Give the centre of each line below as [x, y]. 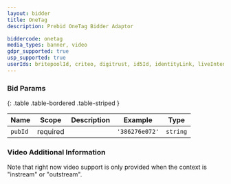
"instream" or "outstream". [45, 174]
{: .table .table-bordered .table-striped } [64, 103]
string [177, 132]
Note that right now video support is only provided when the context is [107, 167]
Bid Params [26, 88]
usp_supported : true [37, 58]
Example [138, 120]
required [51, 132]
